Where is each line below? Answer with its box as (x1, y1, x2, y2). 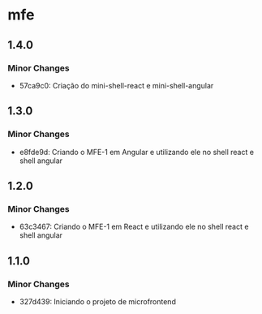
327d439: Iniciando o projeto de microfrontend (19, 296, 176, 306)
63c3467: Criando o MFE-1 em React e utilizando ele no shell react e (19, 222, 249, 232)
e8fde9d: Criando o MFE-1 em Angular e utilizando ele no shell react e (19, 147, 255, 157)
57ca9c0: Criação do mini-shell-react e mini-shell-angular (19, 80, 214, 90)
